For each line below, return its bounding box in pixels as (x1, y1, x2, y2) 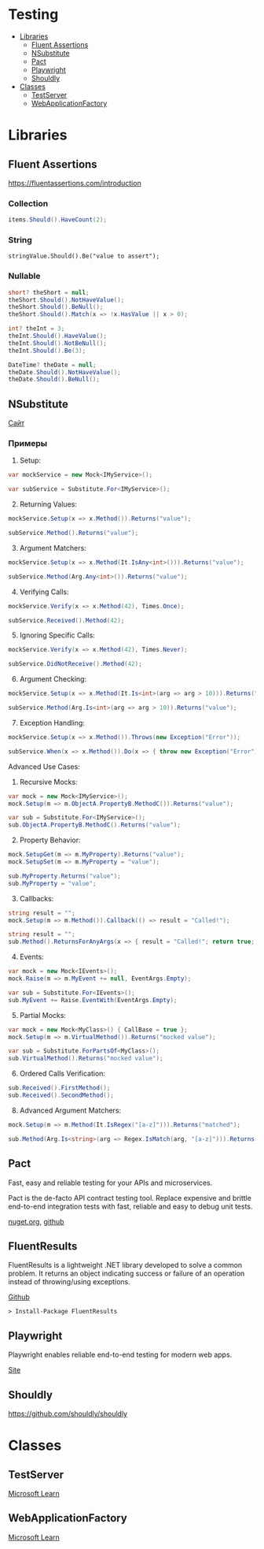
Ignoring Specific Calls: (19, 630, 96, 640)
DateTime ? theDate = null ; (8, 361, 97, 369)
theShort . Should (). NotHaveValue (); (8, 295, 125, 304)
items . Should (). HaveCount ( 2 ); (8, 216, 108, 224)
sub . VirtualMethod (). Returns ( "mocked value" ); (8, 1054, 163, 1063)
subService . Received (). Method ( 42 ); (8, 616, 125, 624)
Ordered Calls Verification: (19, 1069, 106, 1079)
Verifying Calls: (19, 587, 69, 596)
